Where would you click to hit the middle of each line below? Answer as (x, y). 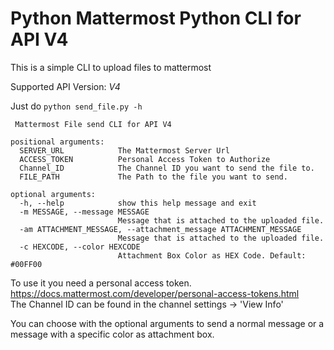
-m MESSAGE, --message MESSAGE (84, 212)
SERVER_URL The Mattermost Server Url (124, 150)
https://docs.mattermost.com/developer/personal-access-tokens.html (155, 293)
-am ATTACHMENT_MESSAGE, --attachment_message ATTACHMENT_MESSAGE (160, 229)
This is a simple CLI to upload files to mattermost (111, 67)
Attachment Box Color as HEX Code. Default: (212, 255)
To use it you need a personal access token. (101, 283)
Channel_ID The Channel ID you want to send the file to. (167, 168)
